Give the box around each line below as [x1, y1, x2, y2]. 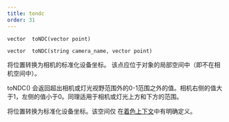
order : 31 [7, 17, 36, 23]
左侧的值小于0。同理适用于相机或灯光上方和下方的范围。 [21, 92, 183, 101]
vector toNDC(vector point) [7, 35, 91, 42]
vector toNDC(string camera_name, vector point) [7, 48, 153, 54]
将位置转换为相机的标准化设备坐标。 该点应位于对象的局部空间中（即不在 [7, 60, 215, 69]
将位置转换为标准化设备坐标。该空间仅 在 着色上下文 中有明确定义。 [7, 107, 197, 115]
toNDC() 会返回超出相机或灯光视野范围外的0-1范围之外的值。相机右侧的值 [7, 83, 217, 92]
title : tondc [7, 10, 45, 17]
